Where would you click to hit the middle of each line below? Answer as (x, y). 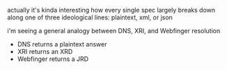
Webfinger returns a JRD (53, 59)
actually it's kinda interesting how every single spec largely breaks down (111, 10)
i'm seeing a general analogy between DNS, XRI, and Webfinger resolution (114, 31)
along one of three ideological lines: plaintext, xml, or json (90, 17)
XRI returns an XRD (45, 52)
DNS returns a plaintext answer (62, 44)
